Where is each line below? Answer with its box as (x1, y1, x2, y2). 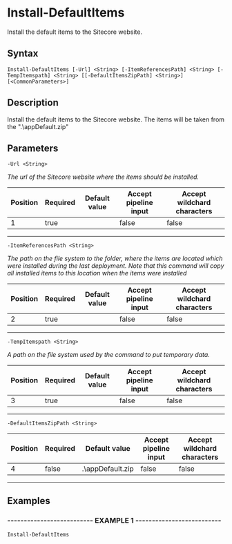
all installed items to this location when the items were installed (7, 269, 187, 278)
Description (7, 97, 59, 108)
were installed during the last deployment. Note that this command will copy (7, 262, 224, 270)
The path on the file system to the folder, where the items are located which (7, 254, 223, 263)
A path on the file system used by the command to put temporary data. (7, 351, 211, 359)
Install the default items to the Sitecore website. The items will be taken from (7, 115, 225, 124)
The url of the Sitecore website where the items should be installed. (7, 173, 199, 181)
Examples (7, 495, 50, 507)
